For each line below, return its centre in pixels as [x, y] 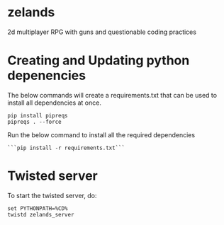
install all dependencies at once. [54, 103]
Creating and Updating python [99, 60]
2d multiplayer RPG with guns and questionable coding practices [102, 32]
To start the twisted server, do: [52, 195]
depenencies [47, 76]
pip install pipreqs [38, 115]
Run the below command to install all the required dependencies [101, 134]
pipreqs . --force [34, 122]
